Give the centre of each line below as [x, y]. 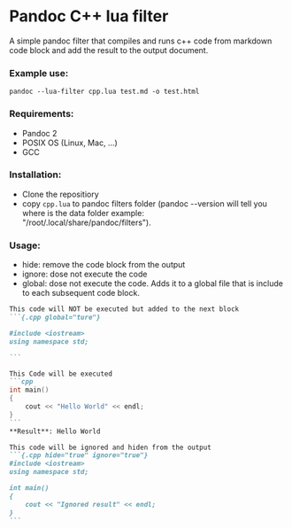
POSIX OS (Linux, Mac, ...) [69, 143]
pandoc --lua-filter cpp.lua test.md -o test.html [104, 92]
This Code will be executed [61, 374]
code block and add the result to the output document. [109, 50]
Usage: [25, 245]
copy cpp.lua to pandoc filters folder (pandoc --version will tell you [145, 203]
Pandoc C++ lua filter [89, 16]
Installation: [35, 175]
